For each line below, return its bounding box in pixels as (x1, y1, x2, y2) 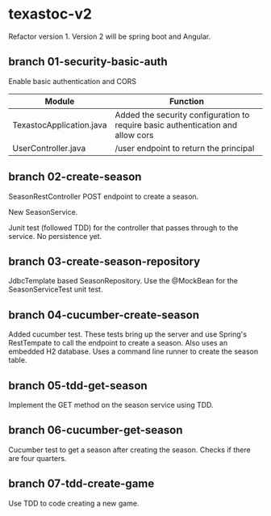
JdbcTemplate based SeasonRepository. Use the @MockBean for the (8, 276, 238, 286)
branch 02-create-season (8, 170, 142, 184)
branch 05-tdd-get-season (8, 379, 148, 392)
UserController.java (12, 142, 86, 153)
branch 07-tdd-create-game (8, 477, 155, 491)
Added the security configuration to (115, 109, 250, 120)
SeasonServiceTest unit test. (8, 284, 103, 295)
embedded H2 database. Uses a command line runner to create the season (8, 346, 259, 356)
